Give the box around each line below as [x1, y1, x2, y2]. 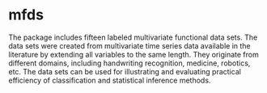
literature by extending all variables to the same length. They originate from [8, 49, 259, 59]
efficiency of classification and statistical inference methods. [8, 75, 211, 85]
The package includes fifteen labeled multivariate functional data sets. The [8, 32, 258, 42]
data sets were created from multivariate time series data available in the [8, 40, 251, 50]
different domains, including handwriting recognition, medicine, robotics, [8, 58, 251, 68]
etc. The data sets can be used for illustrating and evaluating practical [8, 66, 241, 76]
